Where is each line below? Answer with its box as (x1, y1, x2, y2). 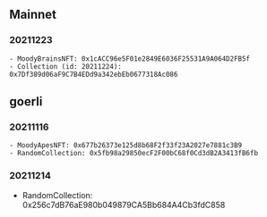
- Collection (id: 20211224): (9, 62, 123, 71)
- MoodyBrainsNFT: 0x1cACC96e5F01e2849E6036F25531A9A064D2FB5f (9, 54, 251, 63)
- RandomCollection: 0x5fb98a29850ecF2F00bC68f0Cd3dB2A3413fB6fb (9, 149, 258, 158)
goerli (9, 94, 43, 110)
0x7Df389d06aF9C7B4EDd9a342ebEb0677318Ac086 (9, 70, 178, 79)
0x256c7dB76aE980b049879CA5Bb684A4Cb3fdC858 (22, 199, 226, 210)
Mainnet (9, 7, 56, 22)
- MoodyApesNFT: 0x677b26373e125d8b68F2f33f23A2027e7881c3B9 (9, 141, 243, 150)
